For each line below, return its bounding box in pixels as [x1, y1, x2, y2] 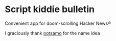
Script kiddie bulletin [5, 4, 95, 15]
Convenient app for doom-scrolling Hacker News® [5, 20, 111, 26]
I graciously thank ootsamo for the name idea [5, 30, 100, 36]
